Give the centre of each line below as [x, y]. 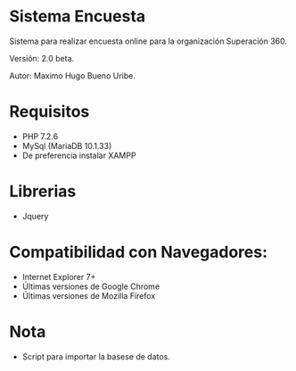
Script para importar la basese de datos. [96, 356]
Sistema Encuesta [78, 16]
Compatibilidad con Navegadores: [139, 252]
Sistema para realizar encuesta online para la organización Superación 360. [148, 41]
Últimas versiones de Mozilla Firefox [89, 295]
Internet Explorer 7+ [59, 276]
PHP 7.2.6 [40, 136]
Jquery [35, 216]
